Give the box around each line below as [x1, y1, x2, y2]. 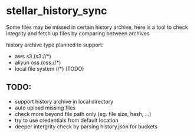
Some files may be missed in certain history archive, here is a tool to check [6, 24, 189, 31]
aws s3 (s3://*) [14, 52, 51, 59]
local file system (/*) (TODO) [14, 65, 84, 72]
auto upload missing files [14, 104, 75, 111]
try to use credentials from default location [14, 117, 119, 124]
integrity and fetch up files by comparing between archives [6, 29, 150, 37]
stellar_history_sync [6, 4, 107, 18]
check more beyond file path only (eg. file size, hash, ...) [14, 110, 152, 117]
